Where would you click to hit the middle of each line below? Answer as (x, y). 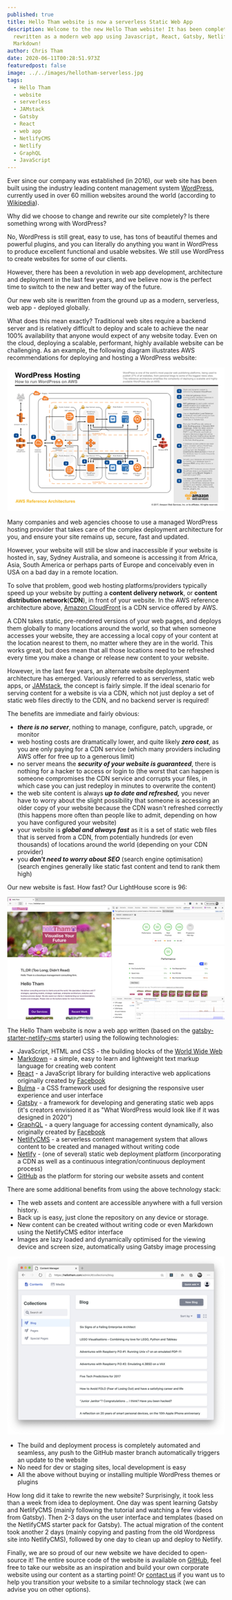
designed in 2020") (45, 1117)
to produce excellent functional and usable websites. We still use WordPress (116, 251)
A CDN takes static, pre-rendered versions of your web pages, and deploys (114, 621)
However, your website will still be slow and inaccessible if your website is (113, 550)
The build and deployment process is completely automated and (109, 1445)
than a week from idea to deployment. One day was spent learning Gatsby (113, 1503)
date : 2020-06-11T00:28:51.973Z (54, 59)
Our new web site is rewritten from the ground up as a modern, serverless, (113, 300)
